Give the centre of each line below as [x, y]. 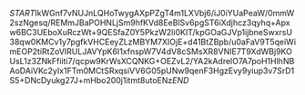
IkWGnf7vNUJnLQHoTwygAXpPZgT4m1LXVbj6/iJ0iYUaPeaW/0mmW [165, 13]
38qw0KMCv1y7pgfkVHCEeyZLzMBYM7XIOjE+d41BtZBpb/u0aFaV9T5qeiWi [153, 42]
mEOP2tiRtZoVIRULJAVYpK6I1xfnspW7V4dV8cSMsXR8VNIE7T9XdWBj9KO [151, 52]
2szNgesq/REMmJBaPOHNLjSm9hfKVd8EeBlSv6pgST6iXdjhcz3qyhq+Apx [150, 23]
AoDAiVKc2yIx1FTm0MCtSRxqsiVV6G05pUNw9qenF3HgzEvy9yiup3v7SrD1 [152, 71]
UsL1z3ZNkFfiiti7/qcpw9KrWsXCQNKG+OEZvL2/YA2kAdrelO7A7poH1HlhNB [152, 61]
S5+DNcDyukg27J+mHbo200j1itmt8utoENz [91, 80]
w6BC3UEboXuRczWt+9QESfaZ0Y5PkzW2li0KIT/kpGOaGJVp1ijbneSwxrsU [151, 32]
